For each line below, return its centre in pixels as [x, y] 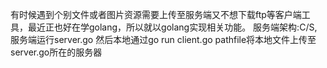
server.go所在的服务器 [56, 52]
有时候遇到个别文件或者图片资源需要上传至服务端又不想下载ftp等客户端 [156, 14]
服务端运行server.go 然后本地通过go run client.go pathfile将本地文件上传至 [163, 39]
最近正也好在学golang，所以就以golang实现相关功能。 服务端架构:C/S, [172, 27]
